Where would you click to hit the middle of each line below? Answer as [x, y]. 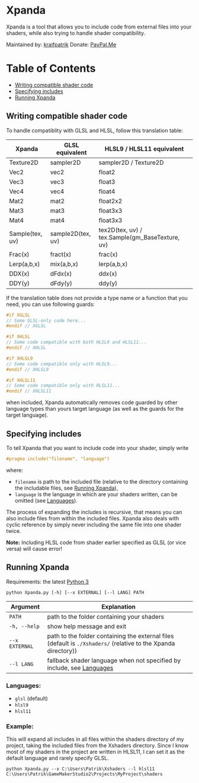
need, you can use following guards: [50, 304]
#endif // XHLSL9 [28, 369]
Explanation [119, 606]
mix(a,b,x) [64, 264]
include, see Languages [80, 667]
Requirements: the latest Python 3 [47, 581]
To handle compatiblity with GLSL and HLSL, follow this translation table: [95, 130]
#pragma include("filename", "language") [58, 459]
